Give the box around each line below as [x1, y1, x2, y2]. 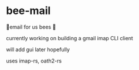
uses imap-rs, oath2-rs [6, 57, 62, 64]
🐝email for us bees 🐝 [6, 23, 56, 30]
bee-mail [6, 4, 51, 17]
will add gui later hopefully [6, 45, 70, 53]
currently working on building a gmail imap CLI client [6, 34, 133, 41]
